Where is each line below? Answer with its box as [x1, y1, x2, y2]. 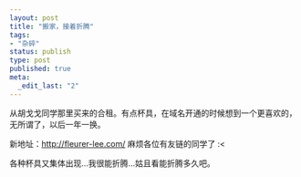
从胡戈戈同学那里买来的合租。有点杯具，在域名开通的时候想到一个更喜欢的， [9, 107, 297, 119]
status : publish [9, 47, 71, 57]
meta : [9, 73, 30, 82]
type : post [9, 56, 51, 65]
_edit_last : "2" [17, 81, 79, 90]
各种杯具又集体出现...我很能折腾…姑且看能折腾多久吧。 [9, 157, 216, 169]
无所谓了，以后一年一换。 [9, 119, 106, 130]
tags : [9, 30, 30, 39]
